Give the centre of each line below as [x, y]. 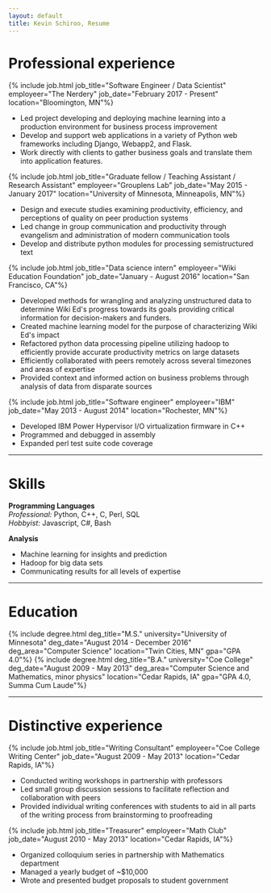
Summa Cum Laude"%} [48, 686]
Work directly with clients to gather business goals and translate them [136, 152]
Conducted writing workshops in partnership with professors [121, 781]
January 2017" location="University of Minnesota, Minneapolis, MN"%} [127, 194]
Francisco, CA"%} [38, 285]
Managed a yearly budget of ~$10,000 [84, 872]
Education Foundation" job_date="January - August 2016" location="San [129, 277]
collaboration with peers [60, 798]
